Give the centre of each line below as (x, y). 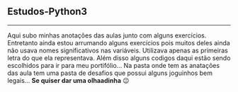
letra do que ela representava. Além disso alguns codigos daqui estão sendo (119, 58)
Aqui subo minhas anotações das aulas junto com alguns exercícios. (107, 35)
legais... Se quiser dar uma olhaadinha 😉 (68, 80)
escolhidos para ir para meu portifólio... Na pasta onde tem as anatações (114, 65)
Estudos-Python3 (47, 12)
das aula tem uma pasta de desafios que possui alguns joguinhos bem (110, 73)
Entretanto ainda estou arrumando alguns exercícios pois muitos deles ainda (119, 42)
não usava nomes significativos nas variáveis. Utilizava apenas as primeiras (118, 50)
